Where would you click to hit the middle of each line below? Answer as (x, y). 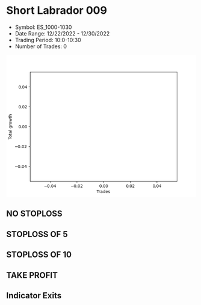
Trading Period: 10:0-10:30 (48, 40)
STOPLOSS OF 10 (39, 255)
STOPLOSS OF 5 (37, 234)
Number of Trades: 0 (41, 46)
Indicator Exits (34, 295)
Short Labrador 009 (57, 11)
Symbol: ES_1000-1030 (43, 27)
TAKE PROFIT (32, 275)
